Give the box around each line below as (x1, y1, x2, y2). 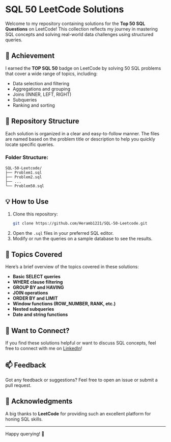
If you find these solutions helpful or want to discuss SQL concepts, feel (5, 340, 156, 346)
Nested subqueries (12, 306, 54, 312)
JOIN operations (12, 290, 48, 296)
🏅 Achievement (5, 52, 55, 60)
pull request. (5, 382, 32, 388)
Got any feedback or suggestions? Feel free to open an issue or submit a (5, 377, 158, 383)
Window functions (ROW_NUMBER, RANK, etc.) (12, 301, 116, 307)
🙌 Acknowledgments (5, 397, 73, 406)
